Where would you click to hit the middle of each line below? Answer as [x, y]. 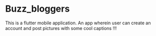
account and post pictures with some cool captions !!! [61, 28]
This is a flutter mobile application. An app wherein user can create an [78, 23]
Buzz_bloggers [37, 9]
